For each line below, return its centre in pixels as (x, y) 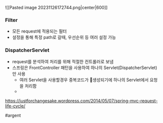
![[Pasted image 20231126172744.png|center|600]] (56, 8)
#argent (13, 115)
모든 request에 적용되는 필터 (39, 31)
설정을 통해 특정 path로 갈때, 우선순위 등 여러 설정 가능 (64, 37)
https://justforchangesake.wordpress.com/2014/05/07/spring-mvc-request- (81, 101)
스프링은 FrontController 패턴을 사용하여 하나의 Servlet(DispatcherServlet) (85, 68)
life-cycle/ (15, 106)
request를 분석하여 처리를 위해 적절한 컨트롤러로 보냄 (63, 61)
